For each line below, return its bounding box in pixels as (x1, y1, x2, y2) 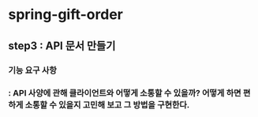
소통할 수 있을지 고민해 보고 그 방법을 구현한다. (24, 100, 190, 111)
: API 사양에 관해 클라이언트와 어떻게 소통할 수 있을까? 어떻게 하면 (8, 88, 242, 99)
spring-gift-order (8, 6, 124, 24)
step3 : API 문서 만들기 (8, 39, 116, 52)
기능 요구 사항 (8, 65, 58, 76)
